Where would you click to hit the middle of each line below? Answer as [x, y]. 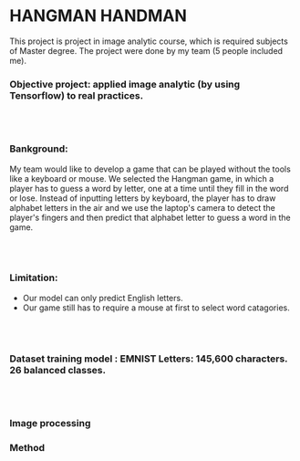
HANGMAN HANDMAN [98, 16]
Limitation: [34, 278]
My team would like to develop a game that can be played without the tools [150, 169]
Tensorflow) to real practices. [77, 95]
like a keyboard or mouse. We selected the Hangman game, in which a [142, 178]
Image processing [50, 424]
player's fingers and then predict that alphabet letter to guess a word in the [150, 217]
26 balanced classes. [58, 370]
